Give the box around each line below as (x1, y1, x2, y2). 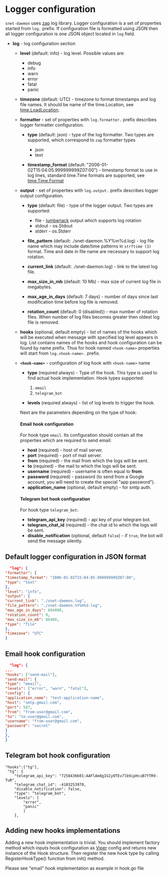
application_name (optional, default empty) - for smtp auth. (27, 485, 151, 491)
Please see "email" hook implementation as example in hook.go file (5, 865, 144, 871)
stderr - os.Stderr (35, 228, 71, 234)
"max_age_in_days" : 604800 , (5, 608, 64, 613)
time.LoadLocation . (20, 107, 60, 113)
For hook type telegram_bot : (20, 507, 79, 513)
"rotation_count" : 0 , (5, 612, 51, 617)
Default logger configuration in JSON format (5, 552, 146, 561)
